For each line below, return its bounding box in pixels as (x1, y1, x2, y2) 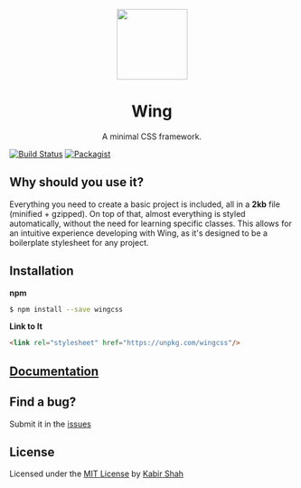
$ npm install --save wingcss (9, 305, 124, 314)
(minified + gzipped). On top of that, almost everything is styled (9, 208, 246, 219)
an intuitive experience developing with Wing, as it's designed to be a (9, 227, 268, 239)
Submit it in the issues (9, 418, 92, 429)
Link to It (9, 321, 43, 332)
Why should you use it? (9, 174, 145, 190)
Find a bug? (9, 394, 77, 410)
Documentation (9, 363, 99, 379)
